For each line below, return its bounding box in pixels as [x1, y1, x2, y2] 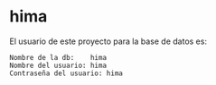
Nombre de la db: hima [9, 53, 107, 62]
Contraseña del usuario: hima [9, 69, 124, 78]
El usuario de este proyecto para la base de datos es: [9, 36, 208, 47]
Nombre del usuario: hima [9, 61, 107, 70]
